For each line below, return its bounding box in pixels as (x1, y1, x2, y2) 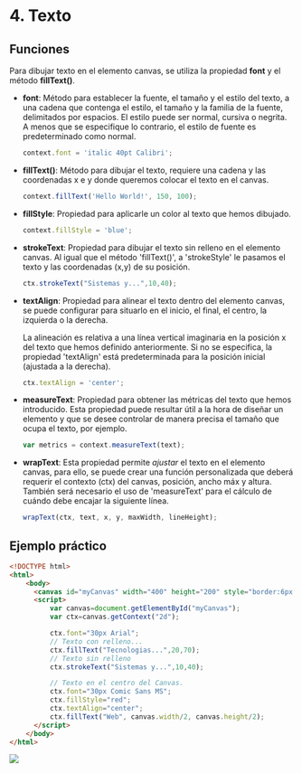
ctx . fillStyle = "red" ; (49, 695, 131, 705)
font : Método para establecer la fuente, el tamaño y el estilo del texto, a (22, 92, 290, 103)
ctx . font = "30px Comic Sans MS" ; (49, 687, 172, 696)
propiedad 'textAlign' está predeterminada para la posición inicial (22, 351, 266, 362)
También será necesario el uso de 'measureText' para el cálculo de (22, 485, 273, 497)
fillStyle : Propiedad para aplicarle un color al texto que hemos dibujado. (22, 208, 291, 219)
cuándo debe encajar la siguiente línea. (22, 495, 169, 506)
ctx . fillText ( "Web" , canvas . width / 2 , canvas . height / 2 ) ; (49, 712, 265, 721)
